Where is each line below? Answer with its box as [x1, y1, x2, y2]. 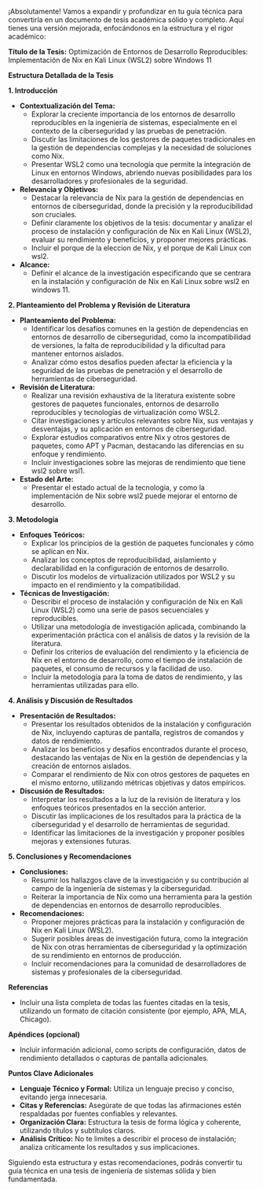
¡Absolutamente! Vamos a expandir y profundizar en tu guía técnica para [8, 7, 243, 16]
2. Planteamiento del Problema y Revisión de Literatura [8, 301, 191, 309]
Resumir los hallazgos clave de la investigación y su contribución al [31, 875, 249, 885]
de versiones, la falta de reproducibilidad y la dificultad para [31, 341, 226, 349]
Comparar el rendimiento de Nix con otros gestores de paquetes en [31, 770, 250, 778]
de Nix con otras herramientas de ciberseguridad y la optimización [31, 942, 247, 952]
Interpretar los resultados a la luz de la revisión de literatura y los [31, 795, 241, 804]
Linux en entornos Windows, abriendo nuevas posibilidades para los [31, 168, 253, 177]
